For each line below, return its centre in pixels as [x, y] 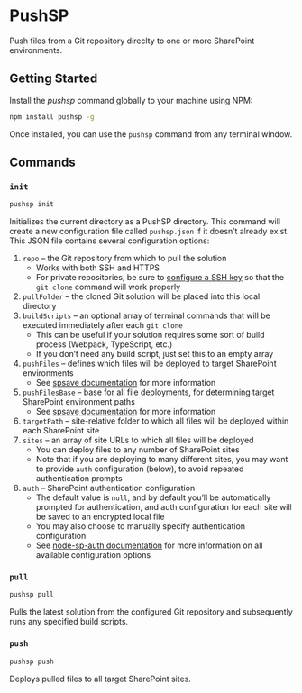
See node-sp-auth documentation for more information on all [149, 545]
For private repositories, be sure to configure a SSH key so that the [160, 278]
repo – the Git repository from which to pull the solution [124, 259]
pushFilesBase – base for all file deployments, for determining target [148, 392]
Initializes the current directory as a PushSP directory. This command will [145, 222]
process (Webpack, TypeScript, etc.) [104, 344]
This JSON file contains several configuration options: [110, 241]
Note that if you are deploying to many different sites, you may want [162, 460]
